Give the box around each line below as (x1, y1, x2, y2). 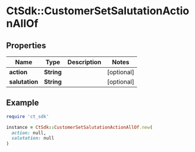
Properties (6, 40, 46, 50)
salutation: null (11, 135, 55, 141)
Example (6, 98, 39, 108)
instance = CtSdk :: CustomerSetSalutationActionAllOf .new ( (6, 124, 153, 130)
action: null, (11, 129, 46, 136)
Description (67, 58, 102, 66)
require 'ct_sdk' (6, 113, 49, 119)
